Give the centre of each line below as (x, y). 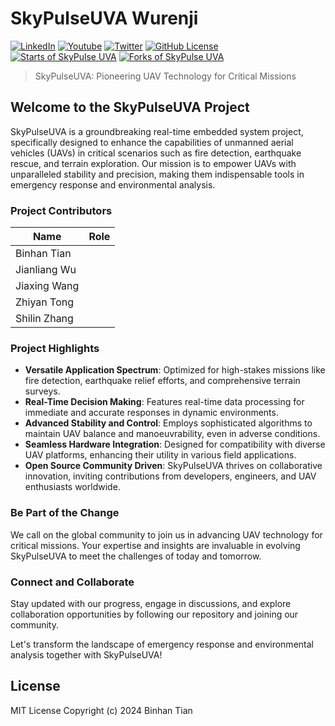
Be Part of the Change (65, 513)
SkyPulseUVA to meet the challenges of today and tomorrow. (136, 556)
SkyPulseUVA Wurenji (104, 18)
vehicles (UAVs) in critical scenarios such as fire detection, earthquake (156, 153)
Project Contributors (61, 210)
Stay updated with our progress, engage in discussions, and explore (151, 603)
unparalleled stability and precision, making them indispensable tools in (157, 174)
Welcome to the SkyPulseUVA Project (130, 107)
